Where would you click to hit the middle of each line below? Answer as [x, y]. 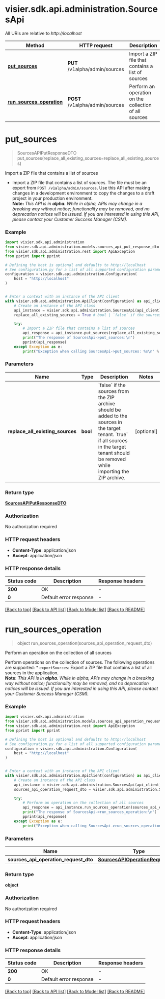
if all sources [113, 440]
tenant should [114, 453]
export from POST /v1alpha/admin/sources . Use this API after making [81, 188]
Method [35, 45]
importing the [113, 471]
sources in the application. [32, 673]
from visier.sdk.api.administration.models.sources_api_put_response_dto [82, 247]
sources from [113, 391]
